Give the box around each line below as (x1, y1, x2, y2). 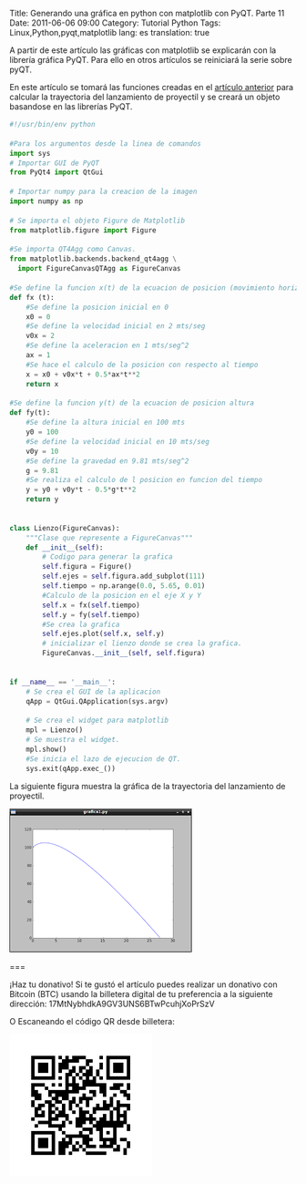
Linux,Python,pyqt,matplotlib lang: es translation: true (9, 27, 210, 37)
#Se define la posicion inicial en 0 (25, 303, 169, 312)
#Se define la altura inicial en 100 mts (25, 418, 185, 427)
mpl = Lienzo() (25, 726, 84, 735)
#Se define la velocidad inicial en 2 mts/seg (25, 322, 206, 331)
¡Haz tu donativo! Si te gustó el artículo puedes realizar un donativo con (9, 979, 278, 990)
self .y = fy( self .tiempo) (42, 610, 141, 619)
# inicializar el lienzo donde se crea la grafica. (42, 639, 243, 648)
